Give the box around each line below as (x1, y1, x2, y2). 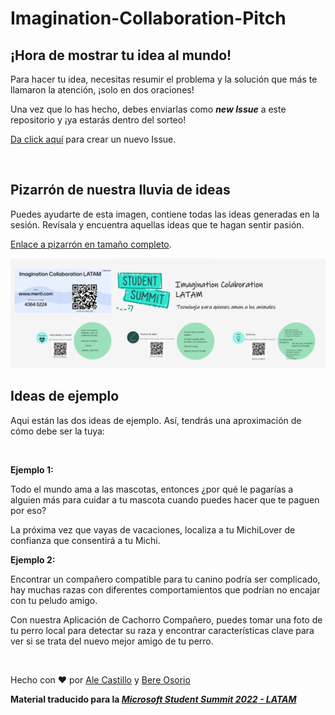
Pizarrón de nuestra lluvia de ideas (10, 182, 231, 199)
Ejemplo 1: (10, 463, 54, 476)
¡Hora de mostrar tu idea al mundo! (10, 47, 232, 64)
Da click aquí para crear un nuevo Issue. (10, 133, 177, 145)
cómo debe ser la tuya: (10, 425, 105, 437)
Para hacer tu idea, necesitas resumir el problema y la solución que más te (10, 73, 318, 85)
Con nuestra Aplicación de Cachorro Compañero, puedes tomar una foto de (10, 613, 323, 626)
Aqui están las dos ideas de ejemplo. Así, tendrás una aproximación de (10, 414, 302, 426)
